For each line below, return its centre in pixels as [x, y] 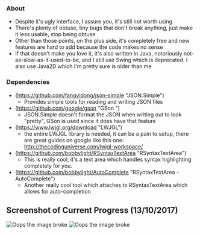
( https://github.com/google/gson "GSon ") [67, 108]
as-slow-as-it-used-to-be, [48, 60]
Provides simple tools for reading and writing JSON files [93, 101]
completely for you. [48, 166]
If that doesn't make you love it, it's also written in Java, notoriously [98, 54]
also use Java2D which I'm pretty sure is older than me [83, 66]
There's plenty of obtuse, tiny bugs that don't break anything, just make [104, 28]
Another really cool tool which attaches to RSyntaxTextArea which [106, 185]
